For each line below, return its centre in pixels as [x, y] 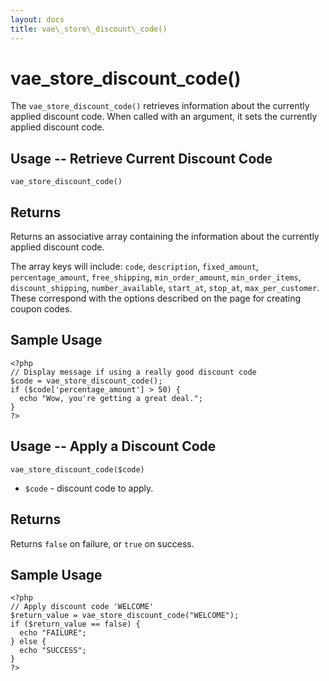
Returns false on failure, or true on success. [102, 543]
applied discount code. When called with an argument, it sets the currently [164, 117]
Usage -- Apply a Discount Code [113, 446]
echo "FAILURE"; [53, 633]
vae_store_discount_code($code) [77, 469]
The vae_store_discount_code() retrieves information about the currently [160, 106]
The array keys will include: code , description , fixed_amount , [134, 267]
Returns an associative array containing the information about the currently [165, 237]
